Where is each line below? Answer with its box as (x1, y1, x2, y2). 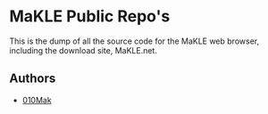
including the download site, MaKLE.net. (9, 45, 158, 55)
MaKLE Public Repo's (9, 6, 171, 27)
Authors (9, 71, 56, 86)
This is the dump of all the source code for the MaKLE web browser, (9, 36, 260, 46)
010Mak (21, 94, 52, 105)
